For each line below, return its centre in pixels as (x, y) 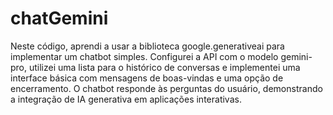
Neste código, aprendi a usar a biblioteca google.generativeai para (147, 46)
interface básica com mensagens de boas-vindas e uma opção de (147, 78)
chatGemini (59, 18)
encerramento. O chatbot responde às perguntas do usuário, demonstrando (166, 88)
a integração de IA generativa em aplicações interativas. (126, 99)
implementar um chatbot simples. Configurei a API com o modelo (144, 56)
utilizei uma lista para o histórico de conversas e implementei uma (164, 67)
